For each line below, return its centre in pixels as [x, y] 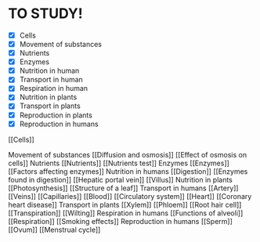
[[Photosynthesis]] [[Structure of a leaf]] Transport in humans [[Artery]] [123, 188]
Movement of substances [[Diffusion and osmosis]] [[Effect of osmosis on [128, 154]
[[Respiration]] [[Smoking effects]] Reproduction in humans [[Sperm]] [121, 221]
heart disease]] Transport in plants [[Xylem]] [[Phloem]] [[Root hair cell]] [125, 204]
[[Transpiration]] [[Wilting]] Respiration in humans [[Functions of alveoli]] [126, 213]
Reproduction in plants [56, 115]
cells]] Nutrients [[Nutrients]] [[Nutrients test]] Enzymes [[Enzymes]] [119, 163]
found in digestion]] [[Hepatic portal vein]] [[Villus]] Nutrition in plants [121, 179]
